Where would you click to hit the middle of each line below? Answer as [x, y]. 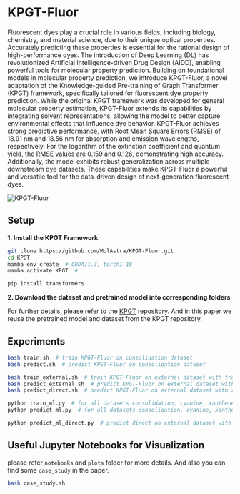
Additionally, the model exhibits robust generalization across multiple [109, 161]
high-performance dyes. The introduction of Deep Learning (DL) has [108, 55]
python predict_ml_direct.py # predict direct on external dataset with [120, 423]
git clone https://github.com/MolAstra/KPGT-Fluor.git [91, 251]
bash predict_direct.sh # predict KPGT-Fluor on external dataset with [118, 390]
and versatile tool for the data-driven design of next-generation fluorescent [118, 177]
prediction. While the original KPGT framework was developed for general [116, 100]
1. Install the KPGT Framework [53, 237]
